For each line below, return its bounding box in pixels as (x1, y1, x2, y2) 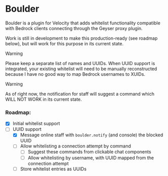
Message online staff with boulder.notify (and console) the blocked (20, 132, 163, 138)
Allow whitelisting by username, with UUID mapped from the (27, 155, 154, 161)
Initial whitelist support (12, 121, 60, 127)
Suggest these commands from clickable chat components (27, 149, 151, 155)
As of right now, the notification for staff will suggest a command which (5, 91, 155, 97)
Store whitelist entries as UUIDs (20, 166, 87, 172)
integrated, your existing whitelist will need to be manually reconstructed (5, 66, 157, 72)
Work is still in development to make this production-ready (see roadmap (5, 35, 158, 41)
